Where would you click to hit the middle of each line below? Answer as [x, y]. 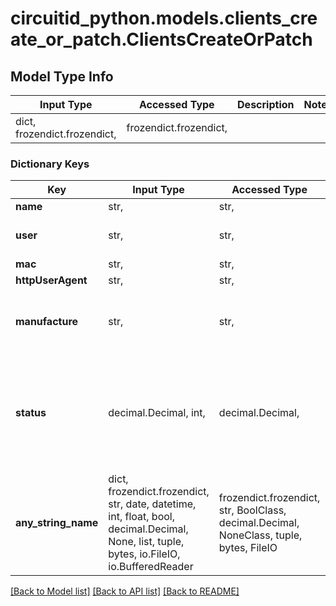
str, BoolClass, [252, 510]
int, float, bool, [141, 517]
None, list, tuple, [146, 542]
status [31, 413]
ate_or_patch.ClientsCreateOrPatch [161, 39]
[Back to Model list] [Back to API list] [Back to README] [125, 591]
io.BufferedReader [151, 567]
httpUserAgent [51, 280]
